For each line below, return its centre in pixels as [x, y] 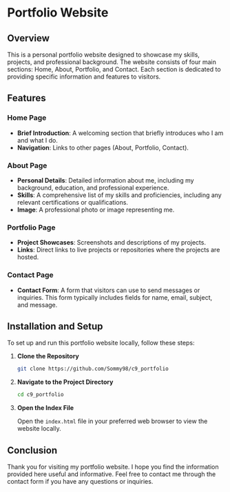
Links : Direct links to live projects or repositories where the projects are [118, 250]
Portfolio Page [31, 227]
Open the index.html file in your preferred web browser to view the [112, 421]
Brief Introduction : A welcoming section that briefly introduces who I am [120, 133]
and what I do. [38, 140]
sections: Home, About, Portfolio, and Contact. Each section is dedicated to [114, 69]
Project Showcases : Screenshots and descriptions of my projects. [112, 243]
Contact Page [30, 275]
